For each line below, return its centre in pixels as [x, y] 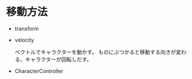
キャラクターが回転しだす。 [58, 59]
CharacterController [39, 71]
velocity [24, 40]
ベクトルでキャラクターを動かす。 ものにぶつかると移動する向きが [95, 52]
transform [27, 28]
